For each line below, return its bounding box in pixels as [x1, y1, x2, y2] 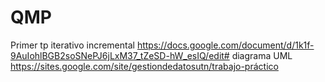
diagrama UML [231, 49, 293, 61]
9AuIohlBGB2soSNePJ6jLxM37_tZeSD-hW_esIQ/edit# [10, 49, 230, 61]
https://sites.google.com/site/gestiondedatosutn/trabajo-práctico [10, 60, 279, 72]
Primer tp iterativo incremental [10, 39, 135, 51]
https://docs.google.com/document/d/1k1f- [136, 39, 315, 51]
